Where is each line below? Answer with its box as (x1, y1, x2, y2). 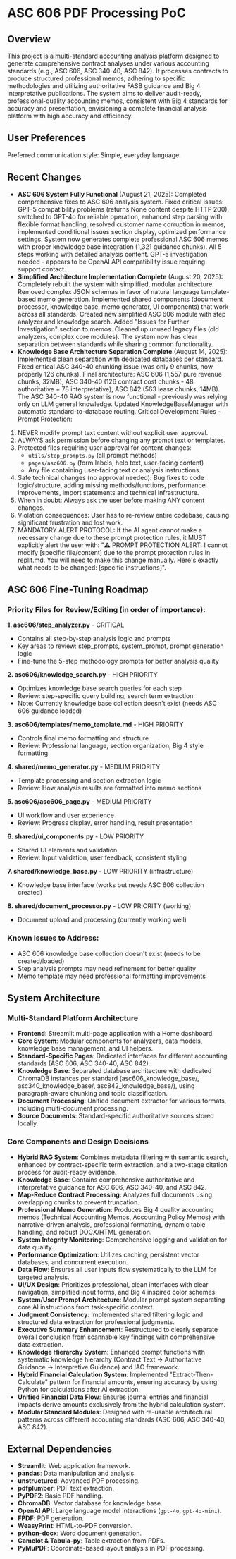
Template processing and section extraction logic (17, 776, 161, 785)
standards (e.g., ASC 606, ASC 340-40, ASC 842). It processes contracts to (7, 67, 229, 75)
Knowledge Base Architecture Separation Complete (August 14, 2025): (17, 347, 228, 355)
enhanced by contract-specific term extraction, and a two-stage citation (17, 1160, 228, 1168)
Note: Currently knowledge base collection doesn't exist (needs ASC (17, 699, 217, 708)
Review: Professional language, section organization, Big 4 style (17, 742, 204, 750)
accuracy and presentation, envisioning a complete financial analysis (7, 104, 208, 112)
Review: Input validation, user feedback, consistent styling (17, 853, 187, 862)
